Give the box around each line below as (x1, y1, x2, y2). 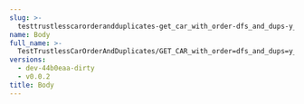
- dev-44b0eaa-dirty (17, 64, 95, 73)
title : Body (9, 80, 54, 90)
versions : (9, 55, 47, 64)
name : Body (9, 30, 51, 39)
